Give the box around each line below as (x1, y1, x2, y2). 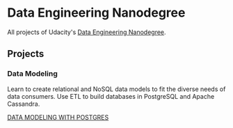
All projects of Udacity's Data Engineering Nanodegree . (7, 28, 166, 36)
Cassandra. (7, 99, 40, 108)
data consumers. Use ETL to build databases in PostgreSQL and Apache (7, 92, 215, 100)
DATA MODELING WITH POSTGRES (7, 113, 109, 121)
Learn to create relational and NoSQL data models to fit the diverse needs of (7, 85, 226, 93)
